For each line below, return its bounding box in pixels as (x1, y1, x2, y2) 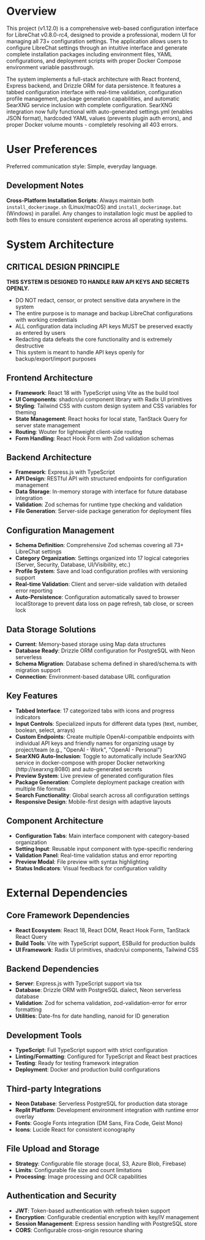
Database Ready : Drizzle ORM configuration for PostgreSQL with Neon (15, 647, 195, 654)
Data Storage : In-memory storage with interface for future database (15, 488, 188, 495)
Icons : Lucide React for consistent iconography (15, 1126, 136, 1133)
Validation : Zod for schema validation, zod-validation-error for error (15, 999, 187, 1007)
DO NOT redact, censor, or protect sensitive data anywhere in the (15, 296, 181, 304)
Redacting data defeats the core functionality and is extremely (15, 335, 173, 343)
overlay (15, 1113, 35, 1120)
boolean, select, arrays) (15, 726, 75, 734)
